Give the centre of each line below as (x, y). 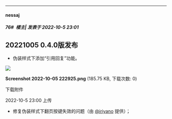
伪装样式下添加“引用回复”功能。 (46, 58)
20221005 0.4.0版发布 (42, 45)
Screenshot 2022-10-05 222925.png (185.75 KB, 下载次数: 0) (71, 79)
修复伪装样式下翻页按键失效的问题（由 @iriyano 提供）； (71, 111)
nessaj (13, 15)
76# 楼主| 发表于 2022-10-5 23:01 (42, 27)
